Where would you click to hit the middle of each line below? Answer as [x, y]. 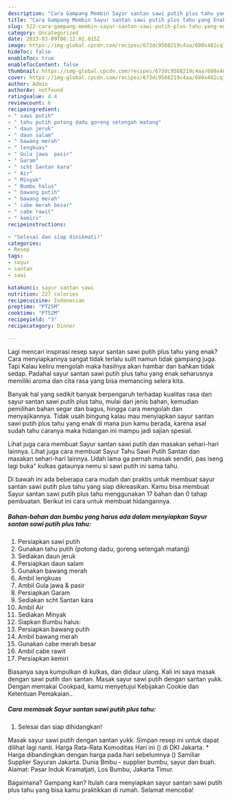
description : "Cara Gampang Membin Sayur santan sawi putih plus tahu [111, 13]
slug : [15, 26]
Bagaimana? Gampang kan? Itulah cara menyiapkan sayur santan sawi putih [115, 782]
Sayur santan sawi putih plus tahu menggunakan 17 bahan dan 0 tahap [108, 494]
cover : [17, 77]
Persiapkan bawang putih [53, 629]
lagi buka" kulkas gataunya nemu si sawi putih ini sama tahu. [94, 465]
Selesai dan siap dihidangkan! [60, 727]
